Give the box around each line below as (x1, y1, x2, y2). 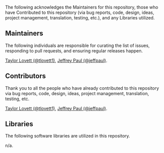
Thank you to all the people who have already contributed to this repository (5, 85, 159, 91)
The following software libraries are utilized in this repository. (5, 133, 130, 139)
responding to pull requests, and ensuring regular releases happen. (5, 47, 143, 54)
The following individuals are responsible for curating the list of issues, (5, 42, 150, 48)
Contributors (5, 72, 46, 80)
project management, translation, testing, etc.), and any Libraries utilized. (5, 15, 155, 20)
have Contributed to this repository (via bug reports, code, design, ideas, (5, 9, 155, 15)
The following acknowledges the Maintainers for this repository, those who (5, 4, 159, 10)
